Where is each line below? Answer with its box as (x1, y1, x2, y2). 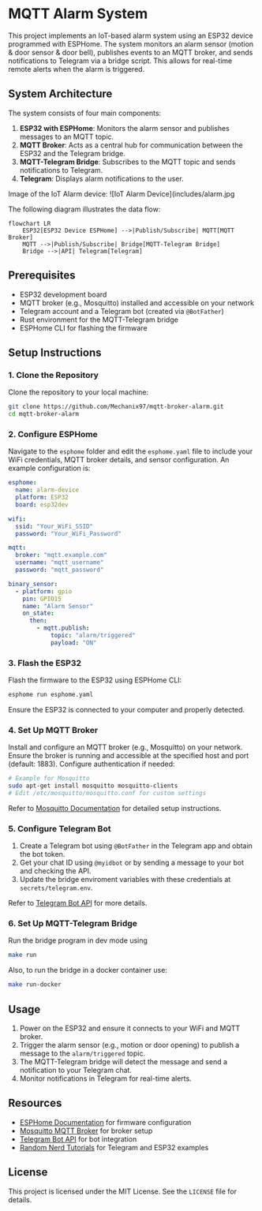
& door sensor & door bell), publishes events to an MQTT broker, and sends (8, 47, 253, 57)
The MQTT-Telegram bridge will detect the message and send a (19, 1057, 227, 1067)
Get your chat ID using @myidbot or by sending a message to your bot (19, 858, 245, 868)
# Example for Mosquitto (8, 775, 90, 783)
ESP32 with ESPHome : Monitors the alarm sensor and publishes (19, 123, 230, 133)
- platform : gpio (15, 587, 73, 596)
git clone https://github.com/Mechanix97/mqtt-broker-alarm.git (8, 403, 224, 411)
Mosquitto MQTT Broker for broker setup (19, 1126, 153, 1135)
